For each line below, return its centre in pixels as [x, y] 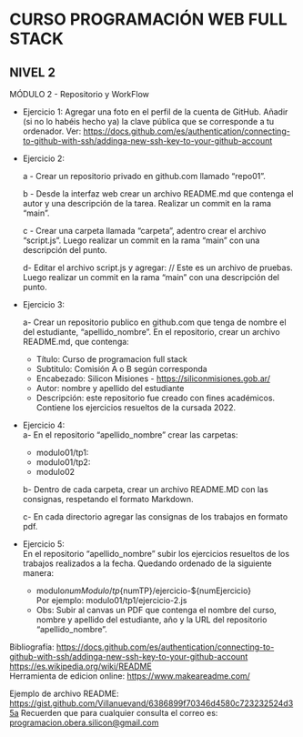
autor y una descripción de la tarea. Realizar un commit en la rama [146, 203]
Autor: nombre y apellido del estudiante [110, 388]
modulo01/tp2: [63, 462]
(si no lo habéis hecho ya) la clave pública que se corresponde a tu [148, 121]
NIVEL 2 [33, 72]
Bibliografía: [32, 647]
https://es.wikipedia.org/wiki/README [81, 666]
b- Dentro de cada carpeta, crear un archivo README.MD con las [145, 490]
